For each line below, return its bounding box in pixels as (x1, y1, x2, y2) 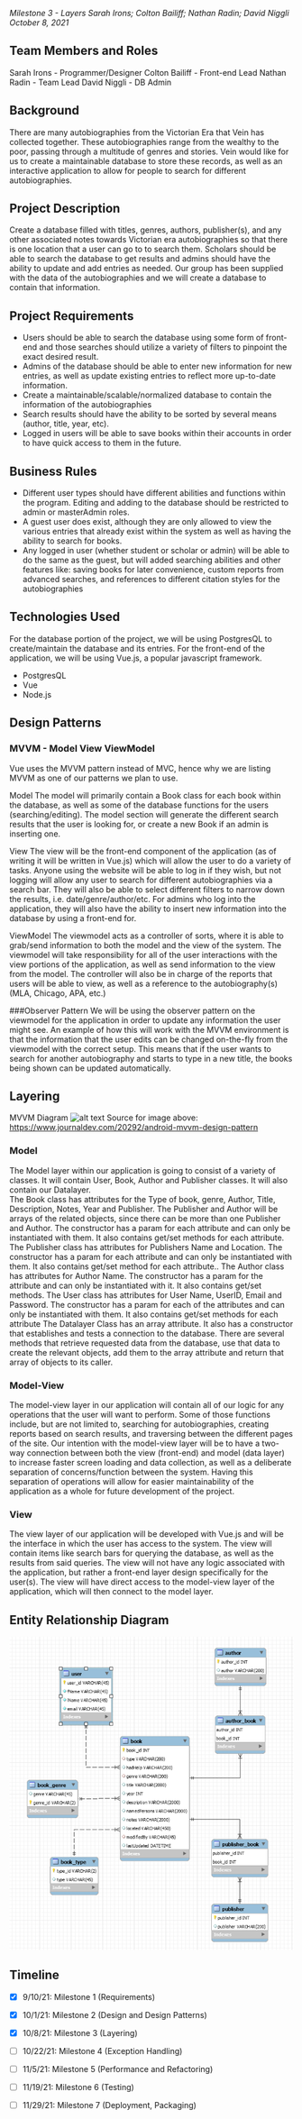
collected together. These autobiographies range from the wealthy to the (9, 136, 279, 147)
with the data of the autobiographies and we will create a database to (9, 272, 267, 283)
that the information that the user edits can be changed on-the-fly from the (9, 1034, 288, 1045)
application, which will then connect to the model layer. (9, 1586, 214, 1597)
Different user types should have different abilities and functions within (22, 488, 286, 498)
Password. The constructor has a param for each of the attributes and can (9, 1299, 286, 1310)
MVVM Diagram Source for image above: (9, 1112, 198, 1123)
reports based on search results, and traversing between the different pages (9, 1428, 293, 1439)
